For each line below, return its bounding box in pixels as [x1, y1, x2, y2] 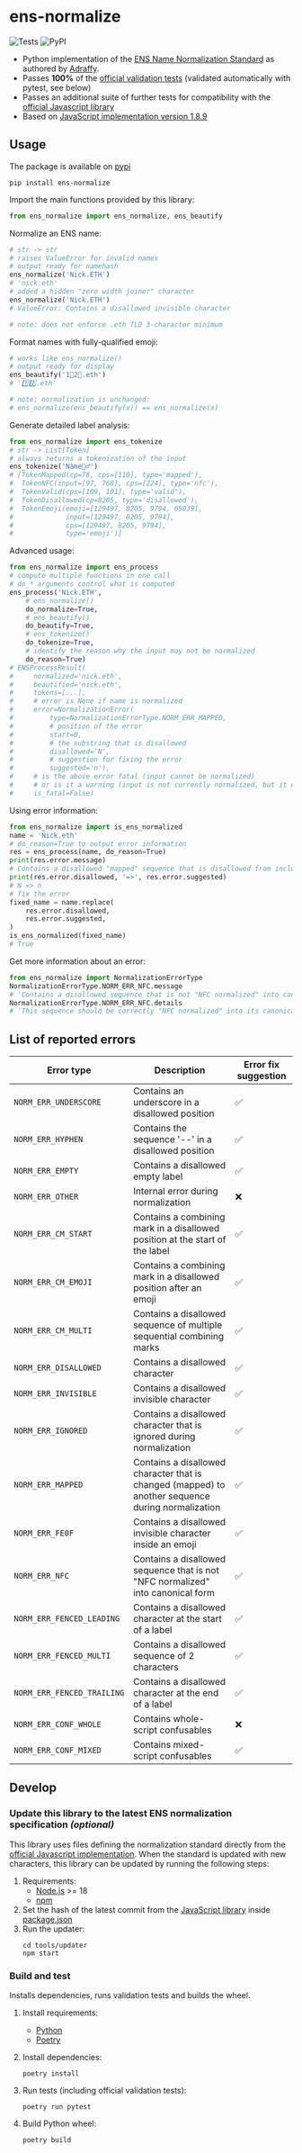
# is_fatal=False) [9, 788, 94, 797]
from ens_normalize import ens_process [9, 563, 159, 572]
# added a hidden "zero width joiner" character [9, 287, 195, 296]
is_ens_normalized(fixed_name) [9, 932, 127, 941]
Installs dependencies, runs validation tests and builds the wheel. [9, 1990, 251, 2001]
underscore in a [133, 1096, 200, 1109]
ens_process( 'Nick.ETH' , [9, 588, 102, 597]
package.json [22, 1914, 74, 1924]
